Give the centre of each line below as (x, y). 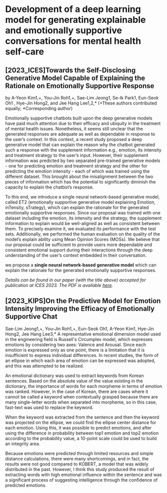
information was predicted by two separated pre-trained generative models (83, 160)
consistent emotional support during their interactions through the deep (79, 250)
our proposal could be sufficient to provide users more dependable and (79, 244)
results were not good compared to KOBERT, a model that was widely (77, 464)
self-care (25, 52)
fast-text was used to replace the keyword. (49, 407)
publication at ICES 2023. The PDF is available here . (59, 285)
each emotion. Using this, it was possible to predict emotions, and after (78, 427)
